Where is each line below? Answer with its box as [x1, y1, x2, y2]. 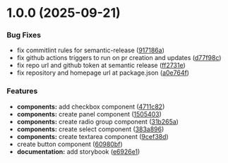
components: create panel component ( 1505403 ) [16, 109, 162, 118]
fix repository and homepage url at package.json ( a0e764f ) [16, 68, 190, 77]
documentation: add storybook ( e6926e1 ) [16, 147, 140, 156]
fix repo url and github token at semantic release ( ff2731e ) [16, 61, 186, 70]
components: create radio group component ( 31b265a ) [16, 117, 179, 126]
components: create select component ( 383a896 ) [16, 125, 164, 133]
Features [6, 86, 38, 96]
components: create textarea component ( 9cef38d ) [16, 132, 169, 140]
